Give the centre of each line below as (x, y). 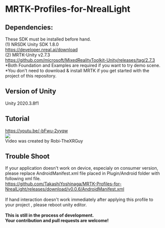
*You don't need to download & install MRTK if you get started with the (77, 71)
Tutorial (17, 119)
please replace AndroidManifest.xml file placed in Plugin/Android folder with (82, 173)
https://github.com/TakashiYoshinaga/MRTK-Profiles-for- (63, 184)
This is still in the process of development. (50, 215)
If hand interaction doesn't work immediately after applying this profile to (79, 200)
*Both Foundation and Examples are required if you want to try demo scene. (83, 65)
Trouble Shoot (27, 156)
